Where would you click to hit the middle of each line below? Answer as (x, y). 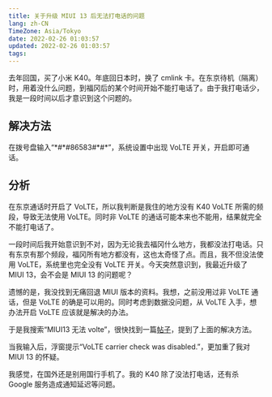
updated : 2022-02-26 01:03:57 (59, 46)
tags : (17, 54)
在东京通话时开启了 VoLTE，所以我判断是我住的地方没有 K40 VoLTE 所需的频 (136, 206)
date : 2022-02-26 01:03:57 (54, 39)
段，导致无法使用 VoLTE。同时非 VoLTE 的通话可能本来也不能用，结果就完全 (135, 217)
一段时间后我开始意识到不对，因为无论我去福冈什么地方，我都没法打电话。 (132, 244)
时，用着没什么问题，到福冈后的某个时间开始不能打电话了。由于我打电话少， (136, 88)
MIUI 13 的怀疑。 (36, 356)
